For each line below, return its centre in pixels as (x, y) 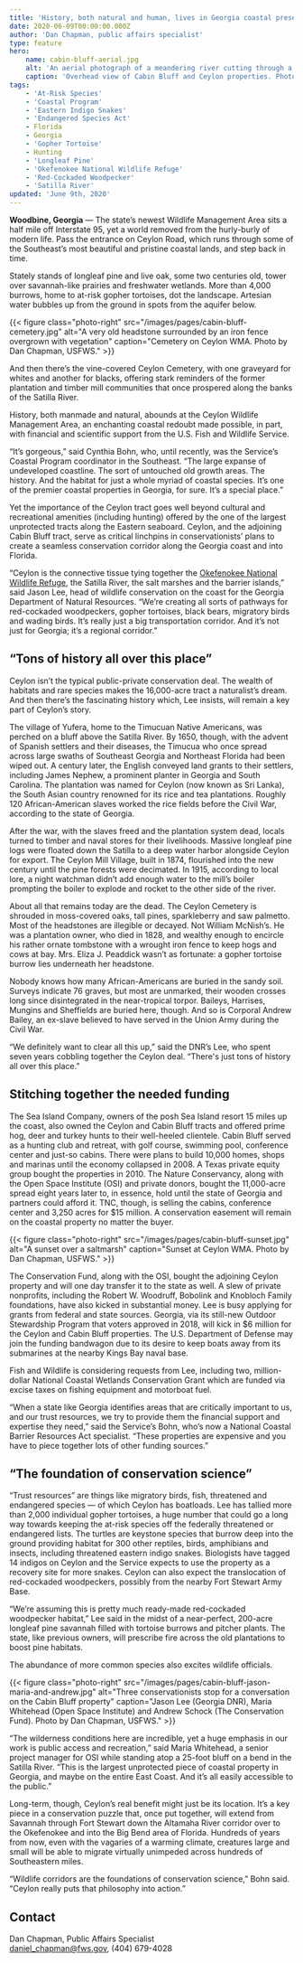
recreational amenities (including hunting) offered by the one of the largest (148, 517)
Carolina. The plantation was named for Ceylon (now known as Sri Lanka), (147, 784)
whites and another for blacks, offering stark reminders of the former (138, 378)
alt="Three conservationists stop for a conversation (194, 1692)
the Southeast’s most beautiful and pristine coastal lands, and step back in (147, 249)
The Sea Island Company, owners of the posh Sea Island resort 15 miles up (148, 1116)
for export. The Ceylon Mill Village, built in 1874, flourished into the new (142, 859)
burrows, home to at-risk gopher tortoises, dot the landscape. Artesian (141, 295)
